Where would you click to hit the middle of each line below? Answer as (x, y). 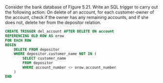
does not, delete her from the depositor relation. (53, 22)
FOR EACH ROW (18, 40)
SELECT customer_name (45, 58)
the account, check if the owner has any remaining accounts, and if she (77, 17)
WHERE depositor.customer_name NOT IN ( (55, 54)
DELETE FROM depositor (37, 50)
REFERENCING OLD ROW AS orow (35, 36)
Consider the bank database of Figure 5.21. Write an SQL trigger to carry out (81, 7)
